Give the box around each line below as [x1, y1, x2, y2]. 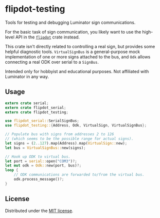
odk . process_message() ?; [14, 177, 64, 182]
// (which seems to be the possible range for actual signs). [5, 136, 134, 141]
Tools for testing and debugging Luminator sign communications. [5, 19, 136, 25]
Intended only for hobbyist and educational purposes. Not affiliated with [5, 68, 149, 74]
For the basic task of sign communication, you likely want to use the [5, 29, 142, 35]
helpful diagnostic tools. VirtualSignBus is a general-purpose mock [5, 49, 140, 54]
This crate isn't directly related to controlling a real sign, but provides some [5, 43, 156, 49]
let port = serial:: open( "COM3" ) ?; [5, 159, 77, 163]
